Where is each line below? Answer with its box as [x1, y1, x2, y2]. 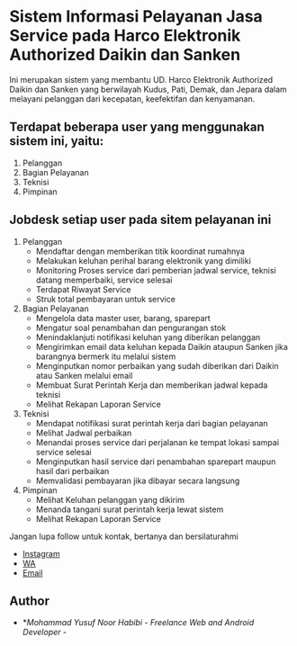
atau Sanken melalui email [35, 370, 133, 381]
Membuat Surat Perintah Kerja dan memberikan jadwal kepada [35, 380, 268, 390]
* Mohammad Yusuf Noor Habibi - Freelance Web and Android [22, 617, 255, 628]
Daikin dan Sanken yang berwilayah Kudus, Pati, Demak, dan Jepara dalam [9, 84, 288, 94]
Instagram [22, 548, 60, 559]
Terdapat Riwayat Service [35, 283, 132, 294]
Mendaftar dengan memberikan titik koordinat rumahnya [35, 246, 246, 256]
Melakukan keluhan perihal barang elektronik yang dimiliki [35, 255, 252, 266]
